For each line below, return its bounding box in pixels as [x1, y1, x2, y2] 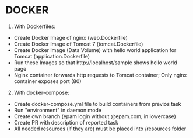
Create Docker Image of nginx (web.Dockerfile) [13, 34, 128, 41]
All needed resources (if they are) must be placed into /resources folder [13, 125, 187, 132]
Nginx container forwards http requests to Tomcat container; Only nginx [13, 71, 187, 78]
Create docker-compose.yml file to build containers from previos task [13, 100, 181, 107]
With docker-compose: [13, 89, 69, 96]
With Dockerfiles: [13, 23, 56, 30]
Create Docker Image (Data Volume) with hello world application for [13, 46, 177, 53]
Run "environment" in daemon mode [13, 106, 101, 113]
